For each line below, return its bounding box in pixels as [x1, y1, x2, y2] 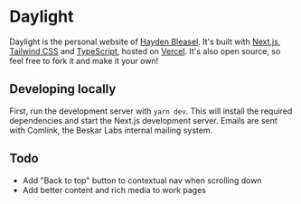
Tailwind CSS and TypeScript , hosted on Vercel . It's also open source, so [9, 45, 281, 56]
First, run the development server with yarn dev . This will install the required [9, 106, 293, 116]
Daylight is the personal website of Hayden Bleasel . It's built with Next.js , [9, 36, 281, 47]
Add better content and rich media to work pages [22, 184, 206, 195]
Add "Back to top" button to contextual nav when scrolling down [22, 174, 262, 186]
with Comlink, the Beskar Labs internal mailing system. [9, 125, 213, 135]
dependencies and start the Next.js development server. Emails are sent [9, 115, 277, 125]
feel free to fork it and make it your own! [9, 55, 159, 66]
